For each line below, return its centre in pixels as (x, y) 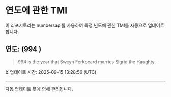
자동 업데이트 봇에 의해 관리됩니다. (39, 89)
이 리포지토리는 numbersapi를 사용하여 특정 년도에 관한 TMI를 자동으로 (76, 25)
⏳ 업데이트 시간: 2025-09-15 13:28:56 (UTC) (51, 72)
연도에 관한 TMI (36, 10)
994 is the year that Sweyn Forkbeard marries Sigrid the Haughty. (87, 62)
